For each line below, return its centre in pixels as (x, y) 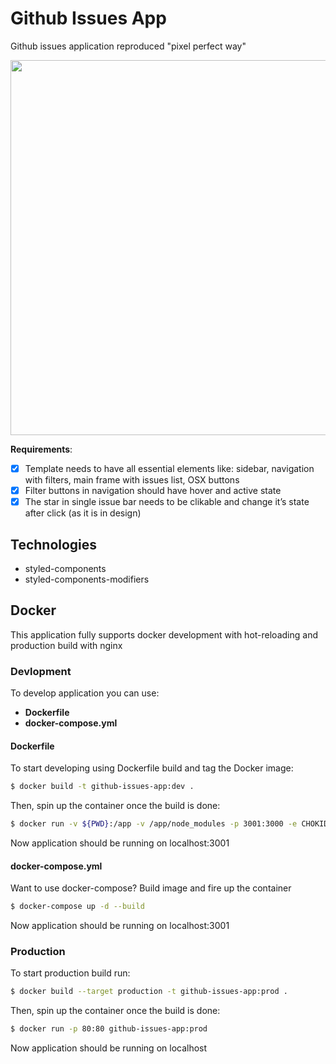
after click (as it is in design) (83, 513)
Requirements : (41, 449)
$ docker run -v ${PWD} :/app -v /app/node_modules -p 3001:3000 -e (154, 824)
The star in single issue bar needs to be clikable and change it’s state (167, 502)
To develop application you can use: (85, 693)
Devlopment (41, 671)
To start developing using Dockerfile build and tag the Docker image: (152, 768)
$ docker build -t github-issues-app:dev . (102, 787)
